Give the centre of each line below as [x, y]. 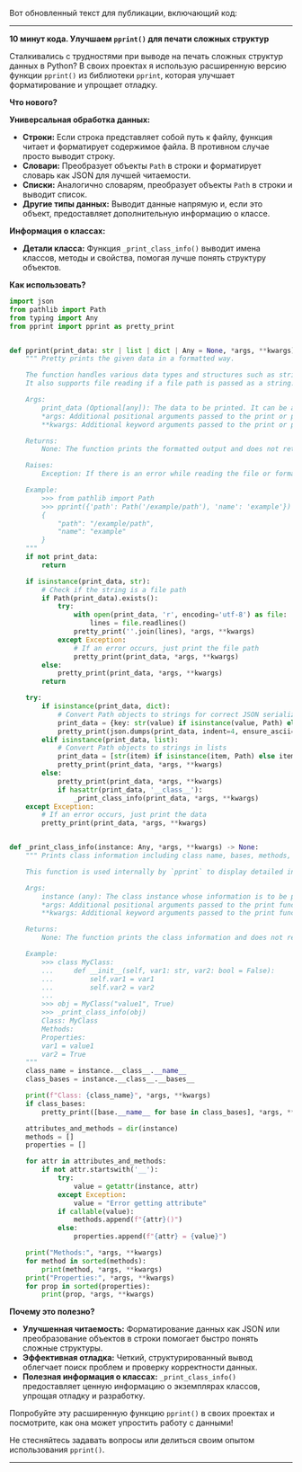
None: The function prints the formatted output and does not [160, 449]
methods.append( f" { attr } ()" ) [128, 1220]
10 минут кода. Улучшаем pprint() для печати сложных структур [139, 39]
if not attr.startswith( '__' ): [100, 1170]
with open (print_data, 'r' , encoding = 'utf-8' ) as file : [180, 615]
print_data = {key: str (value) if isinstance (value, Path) [170, 723]
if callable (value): [96, 1211]
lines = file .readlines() [138, 624]
